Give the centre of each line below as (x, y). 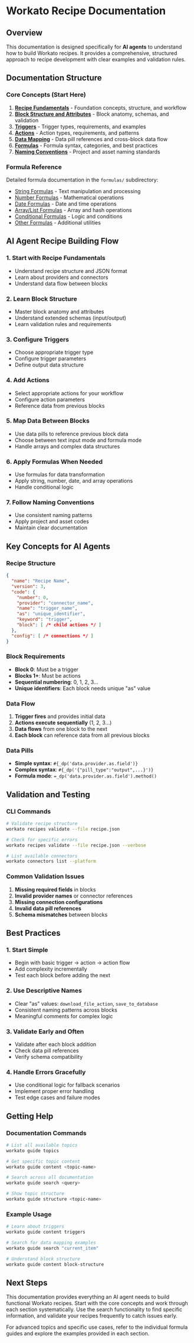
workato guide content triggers (46, 1232)
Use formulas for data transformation (60, 474)
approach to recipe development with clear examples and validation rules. (96, 59)
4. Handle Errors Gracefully (46, 1072)
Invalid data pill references (48, 908)
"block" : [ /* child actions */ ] (59, 625)
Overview (24, 33)
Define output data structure (49, 365)
